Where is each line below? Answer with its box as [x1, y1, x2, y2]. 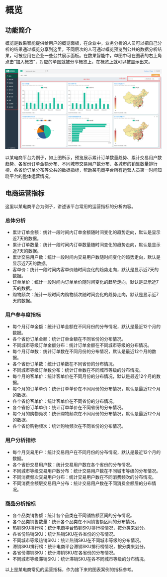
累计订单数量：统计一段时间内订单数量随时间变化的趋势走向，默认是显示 [12, 242, 161, 248]
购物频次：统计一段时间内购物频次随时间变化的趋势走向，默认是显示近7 [12, 292, 159, 298]
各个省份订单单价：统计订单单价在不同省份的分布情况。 [12, 404, 126, 411]
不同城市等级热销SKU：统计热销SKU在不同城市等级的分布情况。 [12, 537, 144, 543]
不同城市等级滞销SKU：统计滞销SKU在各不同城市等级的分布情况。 [12, 556, 148, 562]
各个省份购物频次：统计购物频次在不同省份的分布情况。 [12, 423, 126, 429]
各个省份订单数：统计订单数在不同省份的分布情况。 [12, 361, 117, 367]
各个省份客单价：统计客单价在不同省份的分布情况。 [12, 398, 117, 404]
